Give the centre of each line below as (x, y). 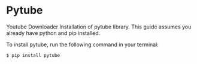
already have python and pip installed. (53, 33)
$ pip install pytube (33, 55)
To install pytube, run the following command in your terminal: (82, 44)
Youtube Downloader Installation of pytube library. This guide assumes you (99, 27)
